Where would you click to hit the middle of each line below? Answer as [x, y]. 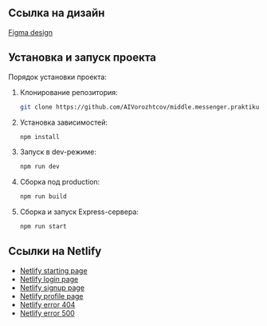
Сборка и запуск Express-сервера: [79, 212]
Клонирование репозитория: [69, 92]
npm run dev [39, 167]
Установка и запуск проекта [82, 58]
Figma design [31, 32]
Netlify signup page [52, 288]
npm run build [43, 197]
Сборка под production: [60, 182]
